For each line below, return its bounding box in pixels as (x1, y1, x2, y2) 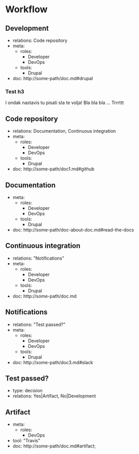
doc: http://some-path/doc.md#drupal (12, 75, 93, 81)
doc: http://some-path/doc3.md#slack (12, 359, 93, 365)
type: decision (12, 388, 43, 394)
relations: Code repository (12, 37, 68, 43)
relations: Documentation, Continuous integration (12, 128, 116, 134)
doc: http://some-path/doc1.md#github (12, 166, 95, 172)
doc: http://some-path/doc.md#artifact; (12, 443, 96, 449)
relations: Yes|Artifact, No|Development (12, 393, 96, 399)
